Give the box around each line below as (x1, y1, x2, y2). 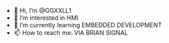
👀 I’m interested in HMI (13, 14, 79, 22)
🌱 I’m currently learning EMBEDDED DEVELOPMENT (13, 21, 162, 29)
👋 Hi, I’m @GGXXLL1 (13, 7, 72, 14)
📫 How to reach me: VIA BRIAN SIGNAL (13, 29, 128, 37)
